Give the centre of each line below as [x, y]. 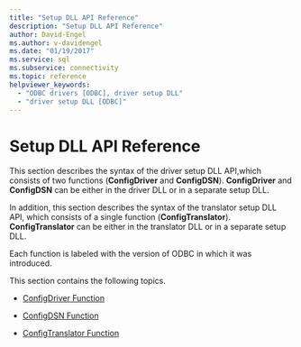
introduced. [31, 263]
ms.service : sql [40, 59]
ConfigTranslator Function [71, 333]
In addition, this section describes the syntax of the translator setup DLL [143, 207]
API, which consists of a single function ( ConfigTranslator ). [120, 217]
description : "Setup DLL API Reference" [87, 26]
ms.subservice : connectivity [64, 68]
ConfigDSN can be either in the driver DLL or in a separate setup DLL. [139, 190]
